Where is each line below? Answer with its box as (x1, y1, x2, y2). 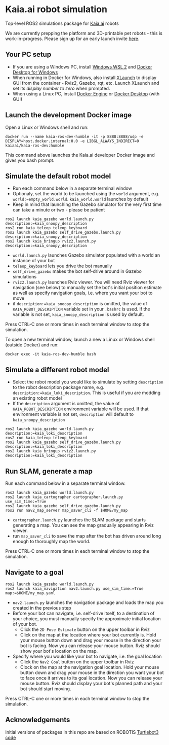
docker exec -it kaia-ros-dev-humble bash (5, 351, 96, 357)
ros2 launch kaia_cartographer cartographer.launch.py (5, 494, 123, 500)
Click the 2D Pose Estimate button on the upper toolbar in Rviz (20, 626, 150, 632)
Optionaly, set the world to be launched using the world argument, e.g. (12, 191, 159, 197)
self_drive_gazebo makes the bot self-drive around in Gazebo (12, 268, 142, 274)
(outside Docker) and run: (5, 342, 59, 348)
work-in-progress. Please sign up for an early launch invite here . (5, 36, 140, 42)
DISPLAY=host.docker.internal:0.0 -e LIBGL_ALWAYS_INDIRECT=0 (5, 138, 139, 144)
